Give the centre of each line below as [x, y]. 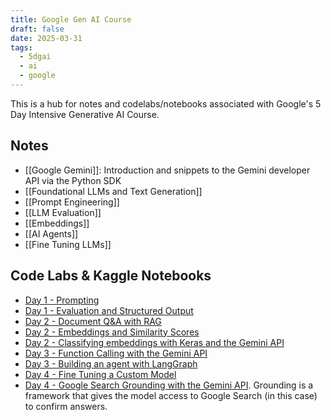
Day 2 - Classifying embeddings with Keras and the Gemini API [154, 342]
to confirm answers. [66, 406]
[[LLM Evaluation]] [63, 212]
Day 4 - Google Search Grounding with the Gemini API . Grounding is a [169, 385]
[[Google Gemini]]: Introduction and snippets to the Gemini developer [167, 170]
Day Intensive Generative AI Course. [85, 114]
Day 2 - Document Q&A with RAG [93, 321]
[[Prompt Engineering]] [72, 202]
